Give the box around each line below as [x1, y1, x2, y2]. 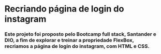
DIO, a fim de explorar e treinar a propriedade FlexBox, [4, 37, 134, 44]
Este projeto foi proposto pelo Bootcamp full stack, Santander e [4, 31, 157, 38]
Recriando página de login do [4, 3, 124, 14]
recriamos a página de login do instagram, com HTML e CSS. [4, 43, 150, 50]
